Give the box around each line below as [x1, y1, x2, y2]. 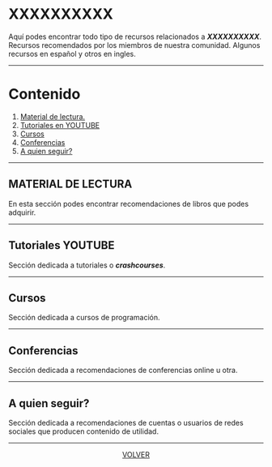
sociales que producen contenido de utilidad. [8, 426, 159, 436]
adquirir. [8, 208, 36, 217]
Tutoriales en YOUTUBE [19, 120, 100, 130]
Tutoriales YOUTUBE [8, 238, 115, 252]
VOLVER [122, 449, 150, 459]
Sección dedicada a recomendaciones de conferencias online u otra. [8, 366, 238, 375]
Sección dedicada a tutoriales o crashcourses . [8, 260, 166, 270]
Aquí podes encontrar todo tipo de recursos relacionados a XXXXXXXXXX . [8, 32, 261, 41]
